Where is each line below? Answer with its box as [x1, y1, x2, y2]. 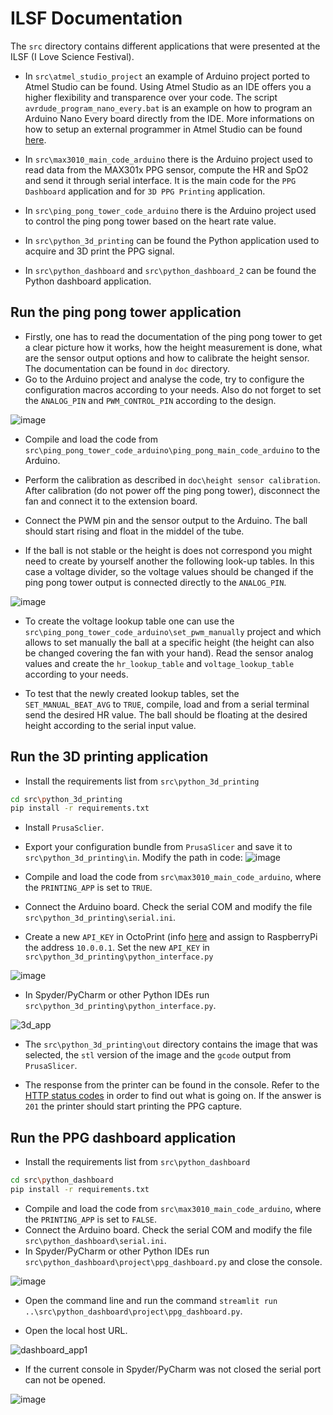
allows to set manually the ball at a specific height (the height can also [24, 636, 315, 648]
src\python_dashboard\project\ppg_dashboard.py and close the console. [24, 1255, 323, 1267]
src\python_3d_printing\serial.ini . [24, 912, 177, 924]
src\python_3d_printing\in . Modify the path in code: [24, 852, 243, 864]
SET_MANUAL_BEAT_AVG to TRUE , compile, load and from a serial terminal [24, 698, 310, 710]
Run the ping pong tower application [10, 304, 242, 321]
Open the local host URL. [24, 1324, 128, 1336]
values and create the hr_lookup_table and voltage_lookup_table [24, 657, 295, 669]
